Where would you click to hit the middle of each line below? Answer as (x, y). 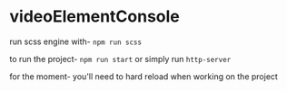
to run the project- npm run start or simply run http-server (120, 59)
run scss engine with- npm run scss (76, 41)
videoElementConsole (94, 17)
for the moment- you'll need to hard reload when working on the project (144, 76)
